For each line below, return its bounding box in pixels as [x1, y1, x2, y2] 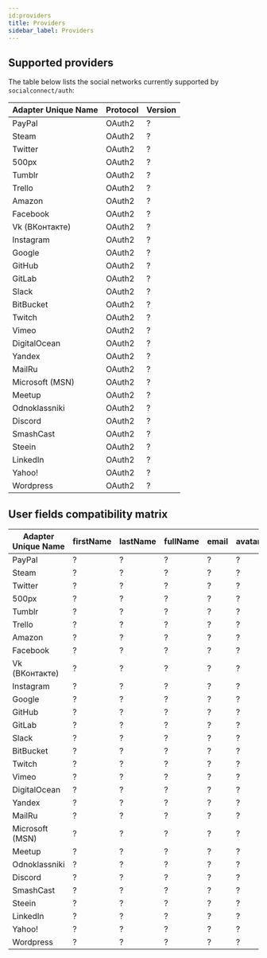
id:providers [8, 11, 52, 20]
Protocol [106, 104, 139, 115]
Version [145, 104, 177, 115]
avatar [235, 536, 261, 546]
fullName [164, 536, 200, 546]
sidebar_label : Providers [8, 26, 94, 34]
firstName [72, 536, 112, 546]
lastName [118, 536, 157, 546]
